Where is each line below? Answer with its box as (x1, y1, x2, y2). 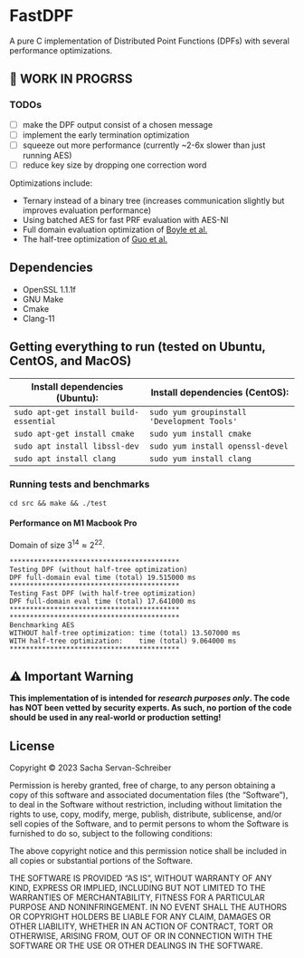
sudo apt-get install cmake (14, 428, 135, 439)
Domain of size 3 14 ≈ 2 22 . (9, 538, 106, 550)
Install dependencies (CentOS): (150, 386, 290, 399)
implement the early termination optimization (22, 129, 190, 140)
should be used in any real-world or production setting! (9, 712, 222, 723)
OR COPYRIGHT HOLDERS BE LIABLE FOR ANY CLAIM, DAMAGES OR (9, 912, 271, 923)
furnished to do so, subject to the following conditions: (9, 828, 213, 839)
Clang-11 (22, 313, 55, 324)
